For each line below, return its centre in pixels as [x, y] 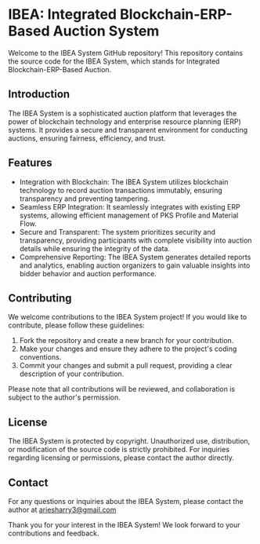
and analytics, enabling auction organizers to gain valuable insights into [135, 265]
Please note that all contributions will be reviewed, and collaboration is [122, 389]
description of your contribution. [72, 374]
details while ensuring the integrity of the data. [95, 248]
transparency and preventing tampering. [85, 199]
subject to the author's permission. [64, 397]
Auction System [106, 31]
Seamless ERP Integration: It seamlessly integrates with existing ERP [130, 206]
